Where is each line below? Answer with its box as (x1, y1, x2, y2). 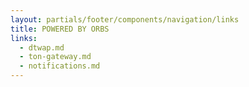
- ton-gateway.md (19, 52, 92, 62)
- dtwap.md (19, 42, 65, 53)
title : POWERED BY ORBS (10, 24, 110, 34)
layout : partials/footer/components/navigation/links (10, 14, 240, 25)
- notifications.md (19, 61, 101, 71)
